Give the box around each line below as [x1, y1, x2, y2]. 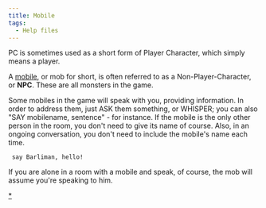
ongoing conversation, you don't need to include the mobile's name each [8, 129, 248, 139]
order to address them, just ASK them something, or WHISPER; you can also [8, 104, 258, 114]
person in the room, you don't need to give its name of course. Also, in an [8, 121, 249, 131]
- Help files [15, 26, 59, 34]
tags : [8, 19, 26, 27]
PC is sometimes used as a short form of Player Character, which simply [8, 48, 245, 58]
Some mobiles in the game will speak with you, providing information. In [8, 96, 244, 106]
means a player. [8, 56, 61, 66]
